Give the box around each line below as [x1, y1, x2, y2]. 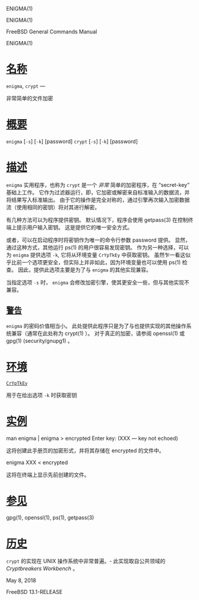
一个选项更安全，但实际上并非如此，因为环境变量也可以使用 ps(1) [21, 258, 181, 265]
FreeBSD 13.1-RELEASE [6, 589, 63, 596]
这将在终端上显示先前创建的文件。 [6, 471, 90, 478]
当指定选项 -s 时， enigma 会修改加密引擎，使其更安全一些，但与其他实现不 [6, 279, 190, 286]
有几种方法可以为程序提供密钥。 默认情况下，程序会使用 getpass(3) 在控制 [6, 216, 188, 223]
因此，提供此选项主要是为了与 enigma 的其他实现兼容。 [17, 266, 151, 273]
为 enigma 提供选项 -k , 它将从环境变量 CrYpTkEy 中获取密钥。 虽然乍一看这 [6, 251, 186, 258]
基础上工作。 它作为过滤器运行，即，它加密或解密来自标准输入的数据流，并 [6, 189, 190, 196]
